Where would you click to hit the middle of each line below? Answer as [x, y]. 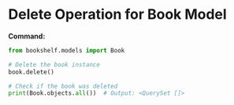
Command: [27, 36]
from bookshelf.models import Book [67, 50]
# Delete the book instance [54, 64]
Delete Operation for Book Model [117, 14]
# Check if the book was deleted [63, 86]
